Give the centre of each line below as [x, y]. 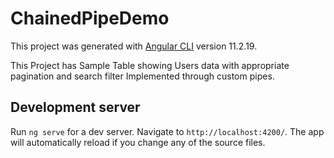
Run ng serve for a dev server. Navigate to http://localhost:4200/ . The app [167, 131]
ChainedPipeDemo [90, 18]
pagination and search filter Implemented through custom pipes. [142, 76]
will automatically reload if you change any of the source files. [138, 142]
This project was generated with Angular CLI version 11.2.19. [134, 46]
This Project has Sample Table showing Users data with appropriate [150, 65]
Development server [75, 107]
